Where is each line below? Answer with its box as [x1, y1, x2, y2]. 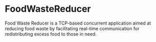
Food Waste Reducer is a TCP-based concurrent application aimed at [5, 20, 151, 26]
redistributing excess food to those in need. [5, 31, 97, 37]
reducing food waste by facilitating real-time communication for [5, 25, 140, 31]
